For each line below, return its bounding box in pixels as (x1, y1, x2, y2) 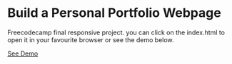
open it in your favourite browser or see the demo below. (7, 35, 174, 44)
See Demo (7, 49, 39, 58)
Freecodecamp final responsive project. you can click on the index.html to (7, 28, 225, 37)
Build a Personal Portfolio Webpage (7, 5, 221, 21)
